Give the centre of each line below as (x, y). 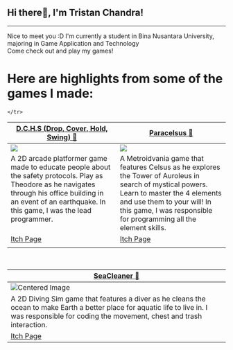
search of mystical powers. (164, 184)
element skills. (143, 227)
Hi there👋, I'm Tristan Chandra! (76, 13)
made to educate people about (61, 167)
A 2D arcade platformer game (59, 158)
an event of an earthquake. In (58, 202)
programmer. (32, 219)
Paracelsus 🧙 (171, 132)
